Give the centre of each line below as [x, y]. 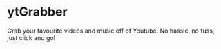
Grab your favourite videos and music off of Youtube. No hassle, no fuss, [111, 31]
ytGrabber [37, 12]
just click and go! [31, 37]
